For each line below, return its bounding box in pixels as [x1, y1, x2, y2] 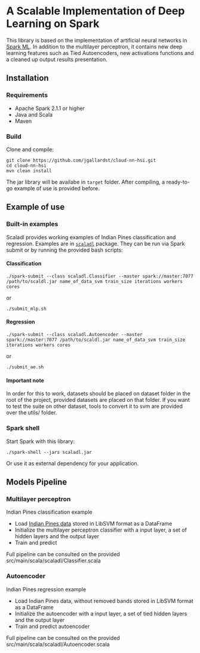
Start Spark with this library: [6, 438, 75, 445]
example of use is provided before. [14, 184, 100, 192]
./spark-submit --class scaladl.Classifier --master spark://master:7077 [6, 273, 194, 279]
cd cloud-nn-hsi [6, 163, 47, 169]
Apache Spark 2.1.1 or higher [14, 105, 85, 112]
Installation [6, 73, 49, 83]
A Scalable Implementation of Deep [6, 4, 185, 18]
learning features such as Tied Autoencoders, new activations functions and [6, 49, 194, 56]
